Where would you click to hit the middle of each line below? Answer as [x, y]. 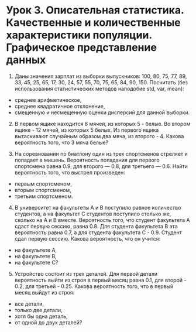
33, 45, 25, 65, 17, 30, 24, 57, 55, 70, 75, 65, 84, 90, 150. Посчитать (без [101, 82]
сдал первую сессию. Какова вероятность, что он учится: [87, 238]
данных [26, 60]
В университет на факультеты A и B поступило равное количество [98, 207]
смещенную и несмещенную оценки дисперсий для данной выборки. [102, 112]
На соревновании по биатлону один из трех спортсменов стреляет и [101, 153]
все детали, [29, 304]
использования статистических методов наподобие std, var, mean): [99, 88]
